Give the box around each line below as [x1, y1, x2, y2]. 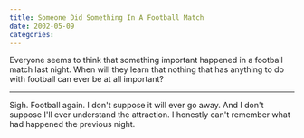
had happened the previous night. [9, 119, 136, 130]
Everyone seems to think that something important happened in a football [9, 55, 283, 66]
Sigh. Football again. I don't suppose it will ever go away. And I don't [9, 100, 264, 111]
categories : [9, 30, 54, 39]
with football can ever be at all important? [9, 74, 165, 85]
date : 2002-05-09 [9, 22, 75, 31]
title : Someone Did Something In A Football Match [9, 13, 204, 23]
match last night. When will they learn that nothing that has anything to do [9, 64, 285, 75]
